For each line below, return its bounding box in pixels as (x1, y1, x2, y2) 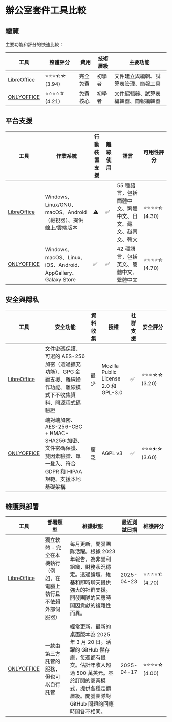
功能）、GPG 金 (45, 368, 81, 375)
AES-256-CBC (45, 423, 83, 430)
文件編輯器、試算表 (114, 90, 161, 97)
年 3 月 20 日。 (70, 639, 106, 646)
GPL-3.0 (101, 389, 123, 396)
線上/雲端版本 (45, 224, 78, 231)
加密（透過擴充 (45, 360, 81, 368)
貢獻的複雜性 (80, 602, 111, 609)
